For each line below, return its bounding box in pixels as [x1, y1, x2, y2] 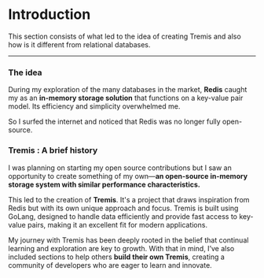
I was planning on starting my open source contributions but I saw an [8, 163, 232, 172]
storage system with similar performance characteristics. [8, 180, 200, 189]
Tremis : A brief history [8, 145, 98, 156]
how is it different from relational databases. [8, 39, 151, 49]
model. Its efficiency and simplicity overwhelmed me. [8, 102, 181, 111]
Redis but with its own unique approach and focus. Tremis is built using [8, 203, 239, 213]
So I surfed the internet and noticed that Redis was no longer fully [8, 117, 222, 127]
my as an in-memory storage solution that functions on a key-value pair [8, 93, 244, 103]
